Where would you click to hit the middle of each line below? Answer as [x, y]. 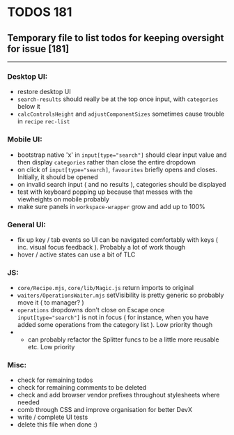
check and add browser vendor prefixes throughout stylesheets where [118, 395]
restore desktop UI [44, 92]
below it [29, 107]
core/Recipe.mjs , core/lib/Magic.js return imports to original [105, 288]
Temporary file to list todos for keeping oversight [116, 38]
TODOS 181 [40, 12]
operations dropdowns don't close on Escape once [91, 310]
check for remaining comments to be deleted [82, 388]
